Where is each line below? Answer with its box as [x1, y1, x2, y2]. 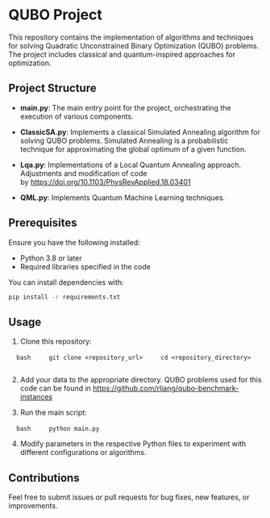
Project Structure [8, 81, 97, 95]
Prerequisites [8, 216, 77, 230]
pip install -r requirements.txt [8, 293, 121, 301]
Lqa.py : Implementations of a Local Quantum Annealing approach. [19, 160, 242, 169]
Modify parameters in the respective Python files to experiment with [19, 439, 247, 449]
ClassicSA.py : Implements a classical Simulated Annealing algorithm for [19, 127, 260, 136]
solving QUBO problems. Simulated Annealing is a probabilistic [19, 136, 229, 145]
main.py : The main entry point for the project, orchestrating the [19, 102, 231, 112]
